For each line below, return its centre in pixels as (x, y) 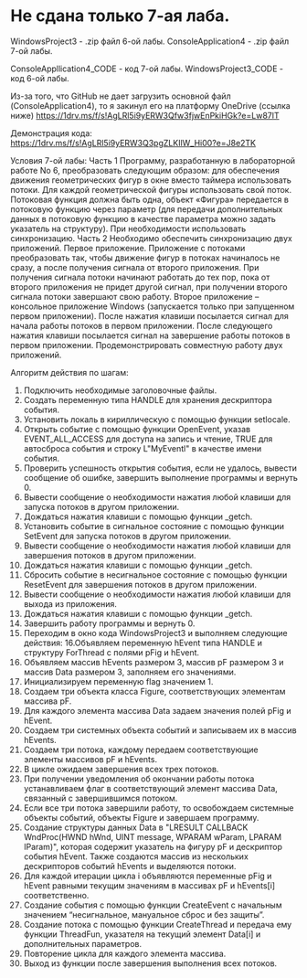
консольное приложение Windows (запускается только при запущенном (153, 306)
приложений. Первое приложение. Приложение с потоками (128, 248)
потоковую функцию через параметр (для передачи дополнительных (147, 209)
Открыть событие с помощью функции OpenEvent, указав (137, 429)
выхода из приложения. (70, 603)
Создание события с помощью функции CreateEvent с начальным (153, 905)
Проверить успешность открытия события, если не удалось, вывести (160, 468)
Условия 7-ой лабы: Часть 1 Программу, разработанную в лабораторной (153, 160)
